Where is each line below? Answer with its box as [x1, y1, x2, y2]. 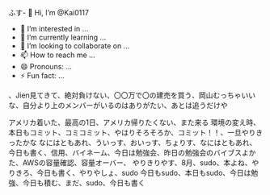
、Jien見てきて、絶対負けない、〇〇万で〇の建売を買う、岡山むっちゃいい [8, 90, 256, 100]
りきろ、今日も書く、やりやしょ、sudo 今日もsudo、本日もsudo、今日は [8, 168, 251, 177]
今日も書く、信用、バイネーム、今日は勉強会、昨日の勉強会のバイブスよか [8, 148, 256, 157]
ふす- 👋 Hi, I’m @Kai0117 [8, 8, 89, 17]
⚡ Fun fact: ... [19, 71, 65, 80]
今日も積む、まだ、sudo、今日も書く [22, 178, 146, 188]
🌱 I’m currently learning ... [19, 32, 107, 42]
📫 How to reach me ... [19, 50, 95, 60]
